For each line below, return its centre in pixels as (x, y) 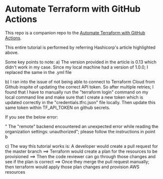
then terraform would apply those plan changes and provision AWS (72, 167)
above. (12, 53)
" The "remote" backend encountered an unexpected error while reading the (82, 126)
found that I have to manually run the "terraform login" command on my (77, 92)
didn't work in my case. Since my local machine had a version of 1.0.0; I (77, 67)
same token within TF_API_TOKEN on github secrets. (58, 107)
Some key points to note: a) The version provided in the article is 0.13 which (81, 62)
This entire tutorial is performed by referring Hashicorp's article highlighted (80, 47)
